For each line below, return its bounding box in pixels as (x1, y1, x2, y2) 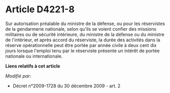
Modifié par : (5, 73, 32, 79)
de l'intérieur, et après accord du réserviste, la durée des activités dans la (5, 37, 160, 43)
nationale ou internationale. (5, 53, 63, 59)
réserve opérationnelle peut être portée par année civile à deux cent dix (5, 42, 157, 48)
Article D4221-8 (5, 4, 75, 15)
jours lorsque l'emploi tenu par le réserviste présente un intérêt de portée (5, 48, 160, 54)
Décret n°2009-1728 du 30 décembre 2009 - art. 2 (12, 83, 121, 89)
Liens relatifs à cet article (5, 63, 60, 69)
